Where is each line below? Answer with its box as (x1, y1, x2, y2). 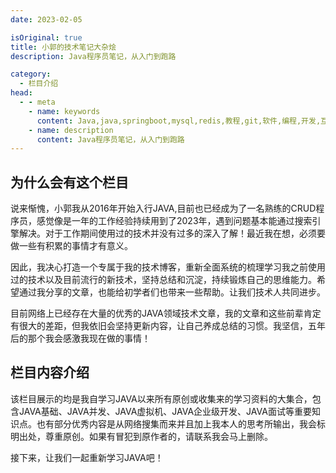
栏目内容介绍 (10, 364, 90, 381)
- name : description (28, 125, 114, 135)
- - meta (19, 97, 56, 107)
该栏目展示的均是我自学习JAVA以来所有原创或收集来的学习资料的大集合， (10, 392, 313, 405)
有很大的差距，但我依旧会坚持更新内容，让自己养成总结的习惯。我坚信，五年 (10, 320, 326, 332)
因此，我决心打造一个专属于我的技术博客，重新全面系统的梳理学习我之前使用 (10, 261, 326, 273)
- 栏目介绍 (19, 79, 59, 89)
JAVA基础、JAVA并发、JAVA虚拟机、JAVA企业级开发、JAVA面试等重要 (18, 405, 312, 417)
